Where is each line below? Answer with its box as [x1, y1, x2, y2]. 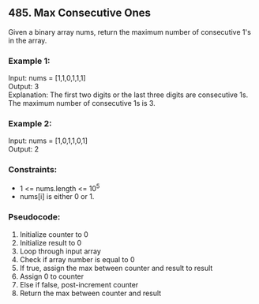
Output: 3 [8, 82, 39, 92]
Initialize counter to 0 [19, 229, 88, 239]
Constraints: [8, 164, 58, 175]
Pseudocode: [8, 212, 61, 223]
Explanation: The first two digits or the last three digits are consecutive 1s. [8, 90, 249, 99]
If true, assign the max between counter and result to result [19, 263, 213, 272]
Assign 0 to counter [19, 272, 84, 281]
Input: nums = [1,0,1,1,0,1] [8, 136, 88, 145]
